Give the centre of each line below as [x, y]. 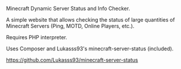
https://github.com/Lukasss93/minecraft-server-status [72, 60]
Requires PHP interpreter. [37, 37]
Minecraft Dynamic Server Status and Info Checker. [68, 8]
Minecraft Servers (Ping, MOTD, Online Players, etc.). [70, 26]
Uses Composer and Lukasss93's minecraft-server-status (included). [90, 49]
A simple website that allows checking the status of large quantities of [90, 20]
